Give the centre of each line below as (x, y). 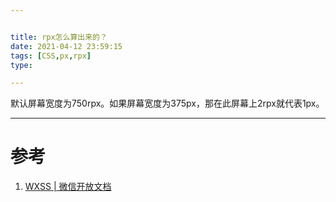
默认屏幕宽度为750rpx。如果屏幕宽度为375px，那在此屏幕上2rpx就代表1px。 (167, 103)
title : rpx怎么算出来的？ (59, 37)
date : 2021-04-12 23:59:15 (66, 46)
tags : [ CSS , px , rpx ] (51, 56)
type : (21, 65)
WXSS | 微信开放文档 (68, 187)
